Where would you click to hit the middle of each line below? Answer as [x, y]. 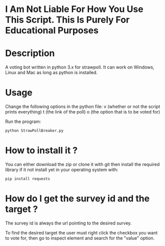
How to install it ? [41, 150]
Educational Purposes [52, 30]
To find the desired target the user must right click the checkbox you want [81, 232]
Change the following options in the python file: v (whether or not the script [83, 106]
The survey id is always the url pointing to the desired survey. [68, 223]
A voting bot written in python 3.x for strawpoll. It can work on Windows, [80, 67]
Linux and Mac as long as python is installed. [51, 72]
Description [30, 53]
